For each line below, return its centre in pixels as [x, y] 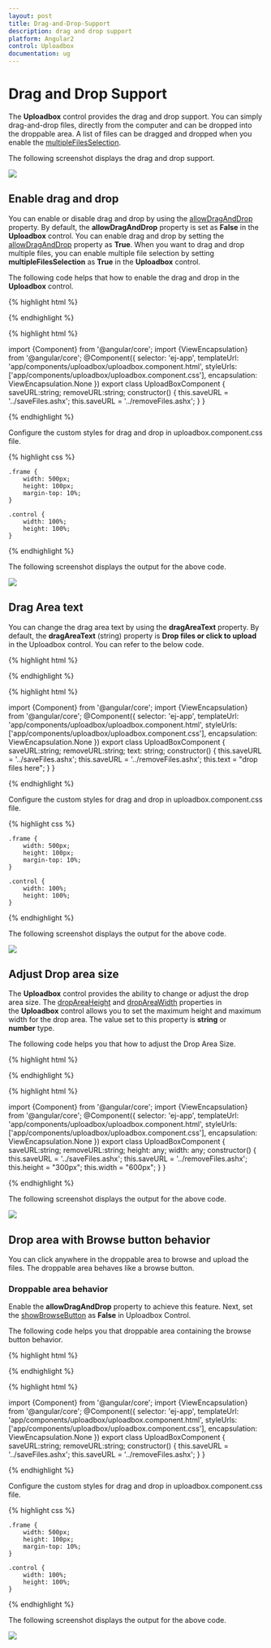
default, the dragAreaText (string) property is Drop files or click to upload [133, 636]
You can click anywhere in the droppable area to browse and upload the [129, 1259]
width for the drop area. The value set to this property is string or [118, 1020]
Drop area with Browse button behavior [110, 1239]
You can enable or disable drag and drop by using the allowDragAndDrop [131, 218]
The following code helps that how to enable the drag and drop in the [124, 277]
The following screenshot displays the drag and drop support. [112, 158]
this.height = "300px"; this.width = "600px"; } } [87, 1168]
